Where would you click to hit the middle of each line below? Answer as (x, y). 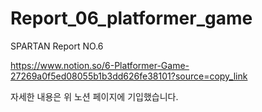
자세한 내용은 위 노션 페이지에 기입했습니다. (94, 96)
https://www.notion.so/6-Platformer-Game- (100, 65)
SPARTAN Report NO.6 (57, 46)
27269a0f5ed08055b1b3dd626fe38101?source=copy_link (129, 76)
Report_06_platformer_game (131, 18)
